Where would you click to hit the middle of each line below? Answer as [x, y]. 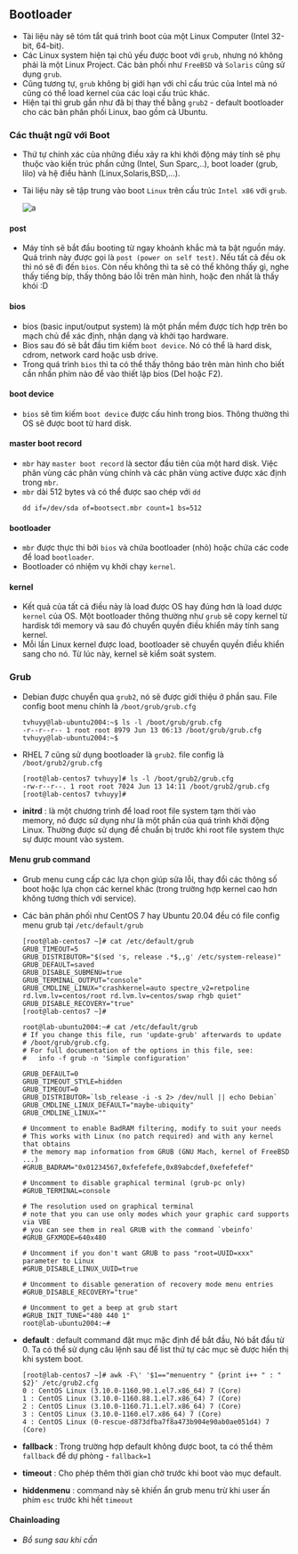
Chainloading [35, 1520]
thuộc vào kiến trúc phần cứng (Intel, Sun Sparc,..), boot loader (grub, [150, 164]
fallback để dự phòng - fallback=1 [86, 1455]
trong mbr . [40, 482]
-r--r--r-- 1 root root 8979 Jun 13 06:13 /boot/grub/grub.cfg [142, 730]
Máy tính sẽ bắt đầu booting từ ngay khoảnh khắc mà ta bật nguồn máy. [154, 248]
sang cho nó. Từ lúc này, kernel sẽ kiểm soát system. [119, 654]
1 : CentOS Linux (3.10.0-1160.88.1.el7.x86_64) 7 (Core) [132, 1398]
